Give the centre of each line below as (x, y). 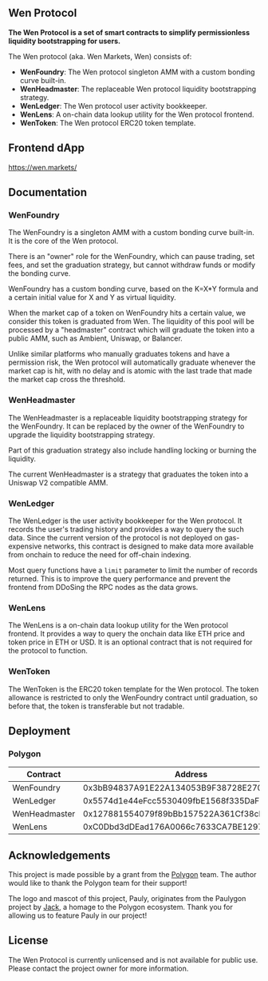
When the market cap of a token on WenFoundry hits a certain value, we (127, 313)
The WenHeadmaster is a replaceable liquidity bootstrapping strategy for (128, 417)
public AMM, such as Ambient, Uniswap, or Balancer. (96, 338)
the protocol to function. (48, 651)
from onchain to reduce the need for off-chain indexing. (100, 554)
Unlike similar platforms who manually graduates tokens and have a (119, 354)
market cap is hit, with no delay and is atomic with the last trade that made (130, 371)
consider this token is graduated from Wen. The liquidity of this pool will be (132, 321)
